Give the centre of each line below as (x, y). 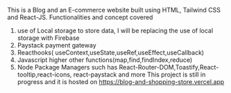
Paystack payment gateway (57, 45)
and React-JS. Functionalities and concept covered (80, 17)
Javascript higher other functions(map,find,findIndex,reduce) (105, 60)
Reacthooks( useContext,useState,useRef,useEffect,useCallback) (111, 52)
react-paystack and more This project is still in (139, 74)
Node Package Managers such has (67, 67)
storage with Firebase (48, 38)
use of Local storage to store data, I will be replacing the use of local (115, 31)
